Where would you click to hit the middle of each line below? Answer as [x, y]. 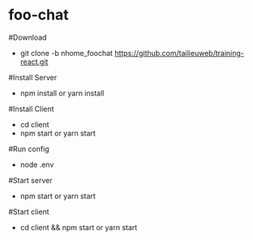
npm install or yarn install [62, 93]
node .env [37, 165]
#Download [28, 37]
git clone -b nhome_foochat [66, 53]
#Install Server [33, 77]
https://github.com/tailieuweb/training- [180, 53]
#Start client [29, 212]
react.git [34, 62]
